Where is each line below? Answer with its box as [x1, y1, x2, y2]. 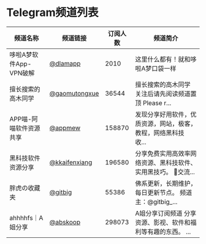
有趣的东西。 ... [147, 227, 191, 236]
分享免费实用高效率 [134, 149, 191, 158]
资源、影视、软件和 [134, 218, 191, 227]
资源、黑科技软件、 [140, 158, 197, 167]
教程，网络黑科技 [134, 128, 185, 137]
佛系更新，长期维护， [134, 179, 197, 188]
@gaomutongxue [49, 89, 99, 97]
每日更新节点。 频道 [134, 188, 193, 197]
